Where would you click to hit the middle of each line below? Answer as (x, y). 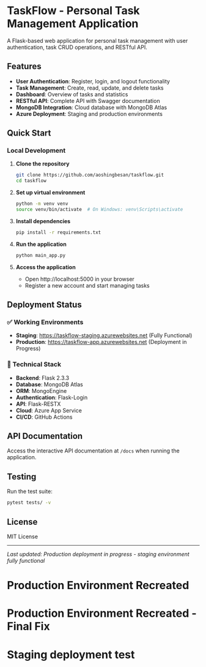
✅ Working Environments (45, 322)
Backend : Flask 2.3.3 (42, 378)
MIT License (23, 536)
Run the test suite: (30, 492)
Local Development (36, 151)
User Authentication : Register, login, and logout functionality (93, 81)
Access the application (46, 267)
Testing (22, 477)
